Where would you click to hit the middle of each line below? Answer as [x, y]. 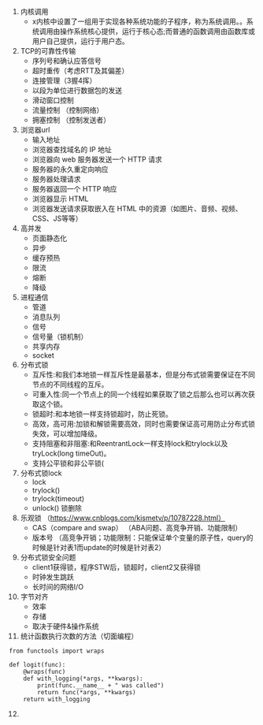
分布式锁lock [41, 473]
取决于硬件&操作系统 [65, 626]
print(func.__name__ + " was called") [101, 686]
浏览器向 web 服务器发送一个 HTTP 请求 [97, 159]
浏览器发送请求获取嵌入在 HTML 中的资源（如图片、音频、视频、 [137, 208]
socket [43, 355]
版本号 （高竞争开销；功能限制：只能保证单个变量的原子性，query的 [143, 537]
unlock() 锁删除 [57, 508]
